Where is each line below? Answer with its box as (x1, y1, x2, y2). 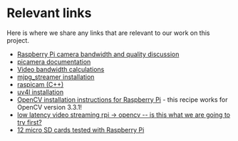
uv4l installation (16, 88, 64, 96)
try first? (16, 117, 42, 126)
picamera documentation (16, 57, 91, 66)
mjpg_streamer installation (16, 73, 95, 81)
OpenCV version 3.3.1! (16, 103, 83, 111)
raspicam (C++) (16, 80, 64, 88)
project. (6, 36, 30, 44)
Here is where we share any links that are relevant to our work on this (6, 28, 210, 37)
